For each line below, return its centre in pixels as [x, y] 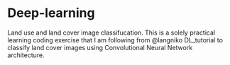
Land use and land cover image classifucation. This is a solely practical [111, 32]
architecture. [26, 55]
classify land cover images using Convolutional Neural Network [100, 47]
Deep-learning [51, 13]
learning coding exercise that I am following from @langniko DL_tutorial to [115, 40]
